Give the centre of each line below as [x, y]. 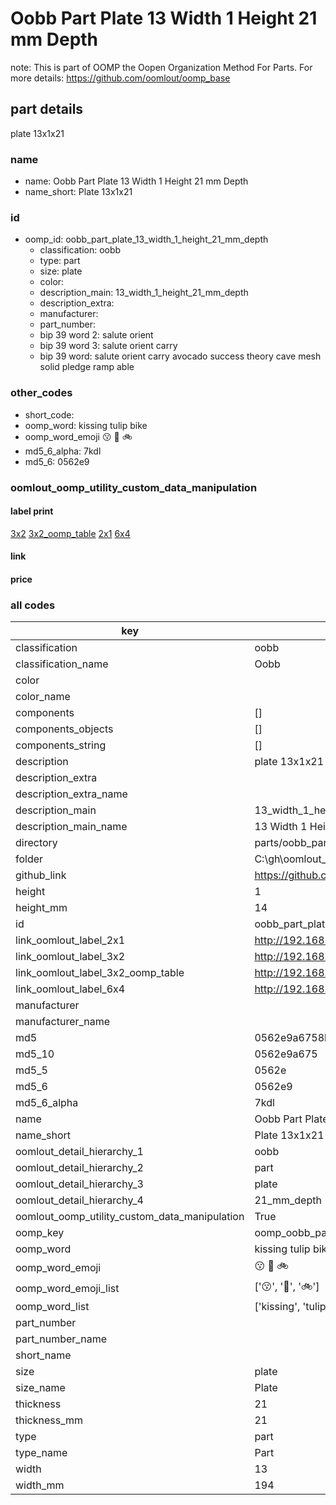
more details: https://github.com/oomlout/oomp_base [120, 78]
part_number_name [61, 1339]
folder [29, 859]
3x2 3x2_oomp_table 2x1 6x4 [70, 533]
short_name [43, 1355]
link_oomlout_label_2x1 [70, 940]
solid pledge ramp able [87, 367]
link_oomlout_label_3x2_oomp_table [100, 973]
